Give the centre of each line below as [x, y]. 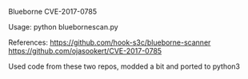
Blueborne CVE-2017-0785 [53, 12]
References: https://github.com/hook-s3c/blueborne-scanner [110, 42]
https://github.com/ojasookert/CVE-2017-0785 [85, 51]
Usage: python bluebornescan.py [63, 27]
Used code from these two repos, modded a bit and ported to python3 [124, 66]
